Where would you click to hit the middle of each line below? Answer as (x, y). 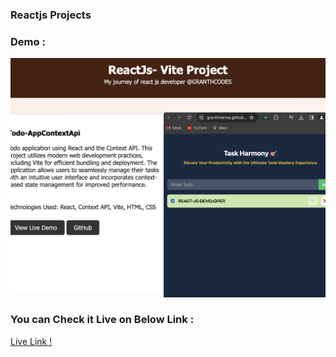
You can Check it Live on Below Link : (102, 320)
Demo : (28, 41)
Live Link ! (31, 341)
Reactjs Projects (51, 15)
